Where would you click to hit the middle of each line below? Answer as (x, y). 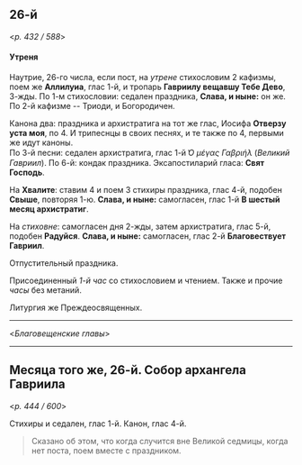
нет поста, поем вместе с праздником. (106, 451)
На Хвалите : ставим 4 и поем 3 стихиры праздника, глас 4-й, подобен (146, 190)
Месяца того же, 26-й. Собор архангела (128, 370)
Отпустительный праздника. (64, 263)
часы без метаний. (46, 290)
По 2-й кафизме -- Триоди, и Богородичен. (92, 106)
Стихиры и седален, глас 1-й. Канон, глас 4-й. (98, 424)
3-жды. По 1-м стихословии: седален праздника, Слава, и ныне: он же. (147, 96)
